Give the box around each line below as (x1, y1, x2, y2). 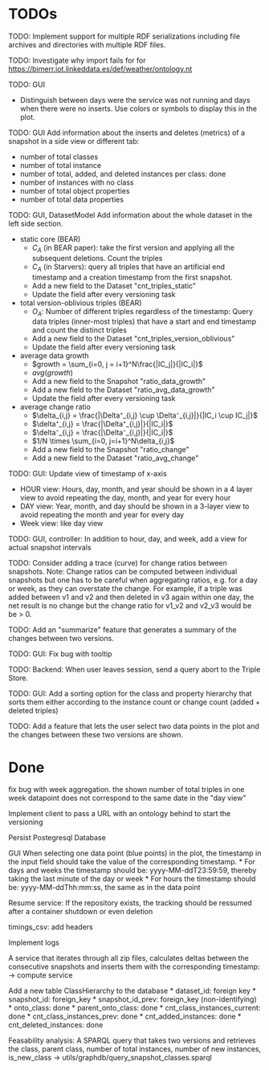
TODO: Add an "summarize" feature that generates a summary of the (8, 625, 237, 635)
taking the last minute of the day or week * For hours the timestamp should (8, 874, 256, 884)
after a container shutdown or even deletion (8, 907, 153, 917)
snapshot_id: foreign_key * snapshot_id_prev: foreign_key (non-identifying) (8, 994, 257, 1004)
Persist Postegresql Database (8, 833, 106, 843)
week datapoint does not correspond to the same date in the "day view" (8, 793, 247, 803)
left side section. (8, 218, 63, 228)
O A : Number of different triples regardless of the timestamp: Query (31, 306, 253, 318)
